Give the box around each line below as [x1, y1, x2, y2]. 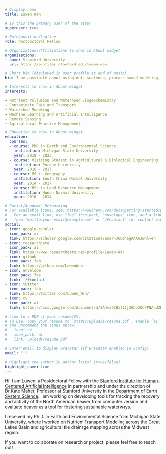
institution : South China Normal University [14, 176, 107, 181]
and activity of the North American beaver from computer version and [5, 399, 147, 405]
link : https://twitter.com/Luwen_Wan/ [9, 291, 90, 296]
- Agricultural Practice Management [5, 121, 81, 126]
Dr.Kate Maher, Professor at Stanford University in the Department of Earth [5, 388, 157, 394]
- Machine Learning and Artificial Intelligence [5, 112, 107, 117]
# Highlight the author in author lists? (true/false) [5, 359, 121, 365]
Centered [5, 383, 25, 389]
